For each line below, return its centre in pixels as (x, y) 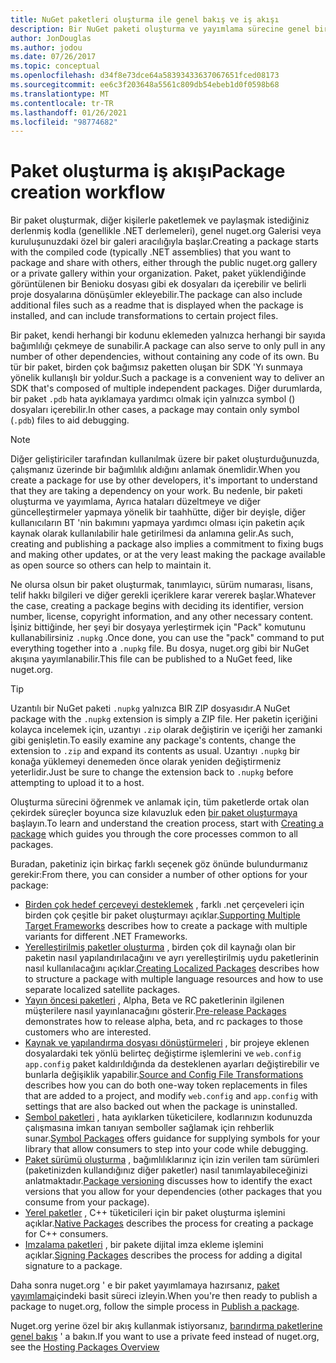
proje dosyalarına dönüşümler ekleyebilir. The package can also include (156, 295)
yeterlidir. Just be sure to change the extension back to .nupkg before (152, 772)
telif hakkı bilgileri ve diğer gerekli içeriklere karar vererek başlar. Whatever (163, 595)
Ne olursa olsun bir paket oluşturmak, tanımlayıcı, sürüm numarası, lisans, (162, 585)
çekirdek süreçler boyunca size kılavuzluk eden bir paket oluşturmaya (154, 813)
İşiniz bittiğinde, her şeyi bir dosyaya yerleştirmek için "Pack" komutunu (158, 627)
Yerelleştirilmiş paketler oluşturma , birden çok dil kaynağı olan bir (160, 947)
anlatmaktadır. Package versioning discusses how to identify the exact (168, 1181)
